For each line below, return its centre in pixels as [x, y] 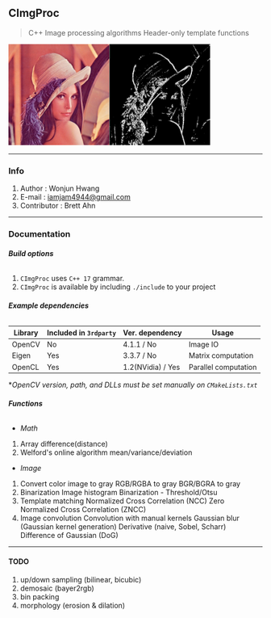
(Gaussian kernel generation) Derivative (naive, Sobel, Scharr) [123, 527]
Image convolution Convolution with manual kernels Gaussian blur [129, 518]
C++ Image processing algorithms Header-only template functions [139, 32]
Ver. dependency [152, 332]
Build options [31, 253]
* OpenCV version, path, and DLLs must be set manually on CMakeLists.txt [133, 385]
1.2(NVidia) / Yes [152, 367]
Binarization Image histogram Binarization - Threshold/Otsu [119, 493]
